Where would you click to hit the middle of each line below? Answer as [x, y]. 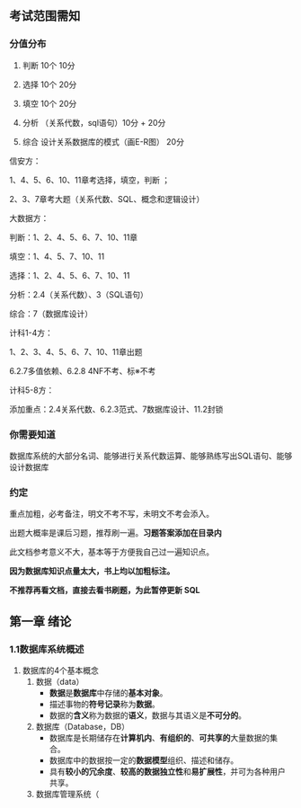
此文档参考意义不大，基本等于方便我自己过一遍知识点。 [111, 552]
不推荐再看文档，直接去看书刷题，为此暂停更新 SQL [105, 590]
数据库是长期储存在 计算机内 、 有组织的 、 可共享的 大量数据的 [159, 737]
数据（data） [60, 681]
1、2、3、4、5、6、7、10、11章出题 [76, 351]
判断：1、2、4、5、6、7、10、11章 [74, 237]
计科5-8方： [32, 390]
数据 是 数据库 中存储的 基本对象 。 [108, 693]
